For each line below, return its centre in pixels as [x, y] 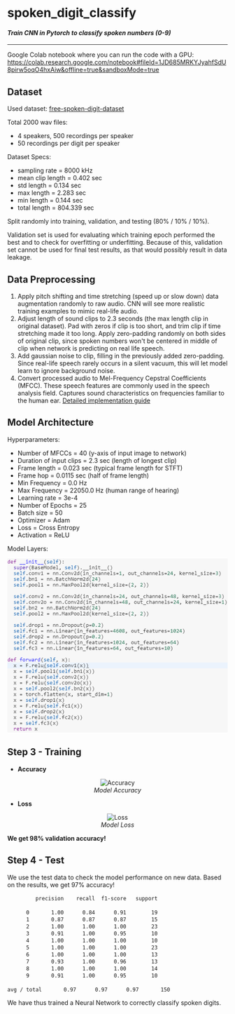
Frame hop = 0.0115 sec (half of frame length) [83, 475]
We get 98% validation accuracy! [57, 838]
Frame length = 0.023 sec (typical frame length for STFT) [100, 468]
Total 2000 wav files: [37, 122]
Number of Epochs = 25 [52, 505]
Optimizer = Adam [44, 520]
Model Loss [117, 825]
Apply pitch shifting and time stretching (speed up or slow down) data [118, 297]
